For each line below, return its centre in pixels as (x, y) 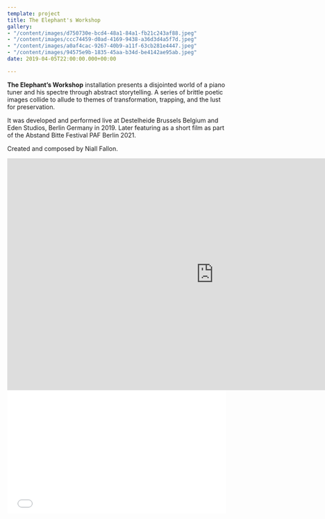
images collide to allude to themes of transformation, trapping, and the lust (114, 99)
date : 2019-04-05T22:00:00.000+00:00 (62, 59)
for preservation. (31, 107)
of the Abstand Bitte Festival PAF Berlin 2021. (72, 135)
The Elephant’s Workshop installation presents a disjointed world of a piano (116, 85)
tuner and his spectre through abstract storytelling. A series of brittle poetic (115, 92)
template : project (34, 14)
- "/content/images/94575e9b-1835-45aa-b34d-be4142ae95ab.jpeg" (102, 53)
